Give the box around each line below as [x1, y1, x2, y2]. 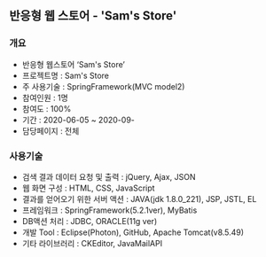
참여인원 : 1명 [21, 92, 68, 103]
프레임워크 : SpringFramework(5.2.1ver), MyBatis [21, 205, 198, 215]
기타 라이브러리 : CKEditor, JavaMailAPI [21, 238, 162, 248]
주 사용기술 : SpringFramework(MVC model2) [21, 81, 185, 91]
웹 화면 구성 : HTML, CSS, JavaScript [21, 183, 155, 193]
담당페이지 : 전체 [21, 125, 80, 136]
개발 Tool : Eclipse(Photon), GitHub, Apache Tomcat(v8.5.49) [21, 227, 245, 238]
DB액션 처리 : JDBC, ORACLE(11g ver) [21, 215, 158, 226]
